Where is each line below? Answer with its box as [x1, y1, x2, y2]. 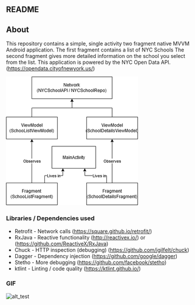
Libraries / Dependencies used [6, 214, 95, 222]
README [6, 5, 39, 15]
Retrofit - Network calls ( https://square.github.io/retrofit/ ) [14, 228, 152, 235]
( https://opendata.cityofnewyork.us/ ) [6, 65, 95, 72]
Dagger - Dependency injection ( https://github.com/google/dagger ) [14, 252, 178, 259]
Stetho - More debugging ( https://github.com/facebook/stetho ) [14, 259, 167, 266]
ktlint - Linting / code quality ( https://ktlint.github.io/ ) [14, 265, 141, 272]
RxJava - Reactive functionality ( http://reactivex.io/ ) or [14, 234, 146, 241]
